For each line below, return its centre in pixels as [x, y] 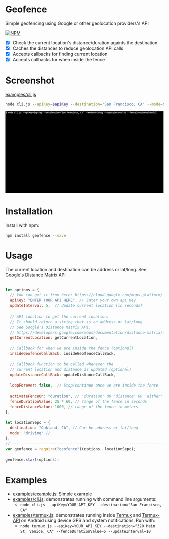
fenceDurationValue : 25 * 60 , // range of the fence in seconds [78, 401]
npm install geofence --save [36, 235]
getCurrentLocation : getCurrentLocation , [54, 338]
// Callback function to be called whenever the [62, 364]
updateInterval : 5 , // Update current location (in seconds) [76, 306]
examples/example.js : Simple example [52, 494]
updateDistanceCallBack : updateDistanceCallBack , [63, 375]
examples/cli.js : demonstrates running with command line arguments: [84, 499]
